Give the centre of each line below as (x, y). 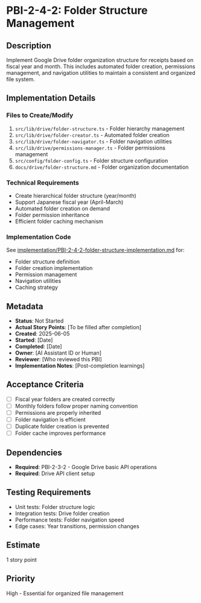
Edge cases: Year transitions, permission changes (77, 526)
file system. (21, 79)
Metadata (25, 306)
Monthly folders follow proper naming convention (76, 406)
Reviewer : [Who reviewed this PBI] (58, 359)
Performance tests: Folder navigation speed (69, 520)
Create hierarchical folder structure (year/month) (76, 195)
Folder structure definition (47, 262)
